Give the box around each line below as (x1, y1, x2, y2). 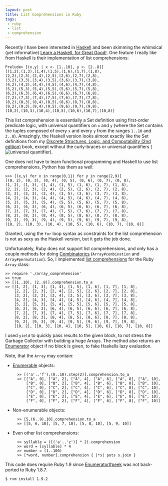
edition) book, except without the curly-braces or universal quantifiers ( (5, 143, 152, 149)
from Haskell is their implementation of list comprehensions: (5, 55, 129, 60)
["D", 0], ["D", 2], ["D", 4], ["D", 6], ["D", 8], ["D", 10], (25, 389, 161, 394)
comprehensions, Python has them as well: (5, 164, 94, 170)
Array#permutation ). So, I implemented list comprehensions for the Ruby (5, 256, 154, 262)
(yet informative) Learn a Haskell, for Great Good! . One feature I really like (5, 49, 157, 55)
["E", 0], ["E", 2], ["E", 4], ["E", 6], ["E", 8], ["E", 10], (25, 394, 161, 399)
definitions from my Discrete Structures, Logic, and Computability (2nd (5, 138, 151, 144)
